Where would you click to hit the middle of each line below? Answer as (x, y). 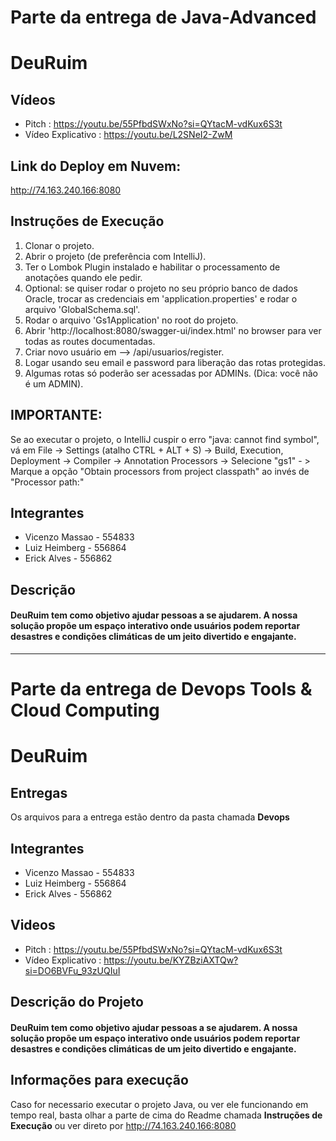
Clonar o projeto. (59, 245)
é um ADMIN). (54, 383)
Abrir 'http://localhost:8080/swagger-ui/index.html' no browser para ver (173, 330)
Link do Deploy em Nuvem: (96, 166)
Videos (33, 925)
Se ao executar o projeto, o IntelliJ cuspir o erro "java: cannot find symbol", (165, 439)
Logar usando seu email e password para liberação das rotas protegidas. (175, 362)
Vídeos (33, 99)
